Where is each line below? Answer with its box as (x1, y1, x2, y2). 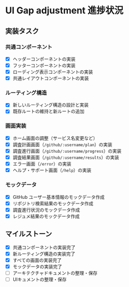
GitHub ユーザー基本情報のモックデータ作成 (12, 194, 105, 200)
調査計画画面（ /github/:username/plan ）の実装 (12, 141, 113, 148)
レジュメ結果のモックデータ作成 (12, 213, 80, 219)
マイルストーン (5, 230, 52, 238)
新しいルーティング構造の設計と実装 (12, 102, 89, 108)
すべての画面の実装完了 (12, 257, 62, 263)
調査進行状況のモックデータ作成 (12, 207, 80, 213)
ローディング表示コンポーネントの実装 (12, 69, 93, 75)
